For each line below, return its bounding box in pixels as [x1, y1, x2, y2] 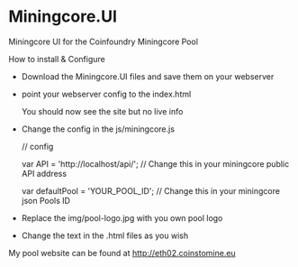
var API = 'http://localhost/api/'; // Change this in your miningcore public [21, 158, 290, 169]
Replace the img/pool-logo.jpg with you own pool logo [21, 212, 223, 223]
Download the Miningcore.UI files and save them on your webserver [21, 70, 275, 82]
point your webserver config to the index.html [21, 88, 192, 99]
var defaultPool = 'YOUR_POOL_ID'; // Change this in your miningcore [21, 185, 281, 196]
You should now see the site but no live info [21, 106, 184, 116]
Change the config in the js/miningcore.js [21, 124, 175, 134]
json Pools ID [21, 195, 71, 206]
